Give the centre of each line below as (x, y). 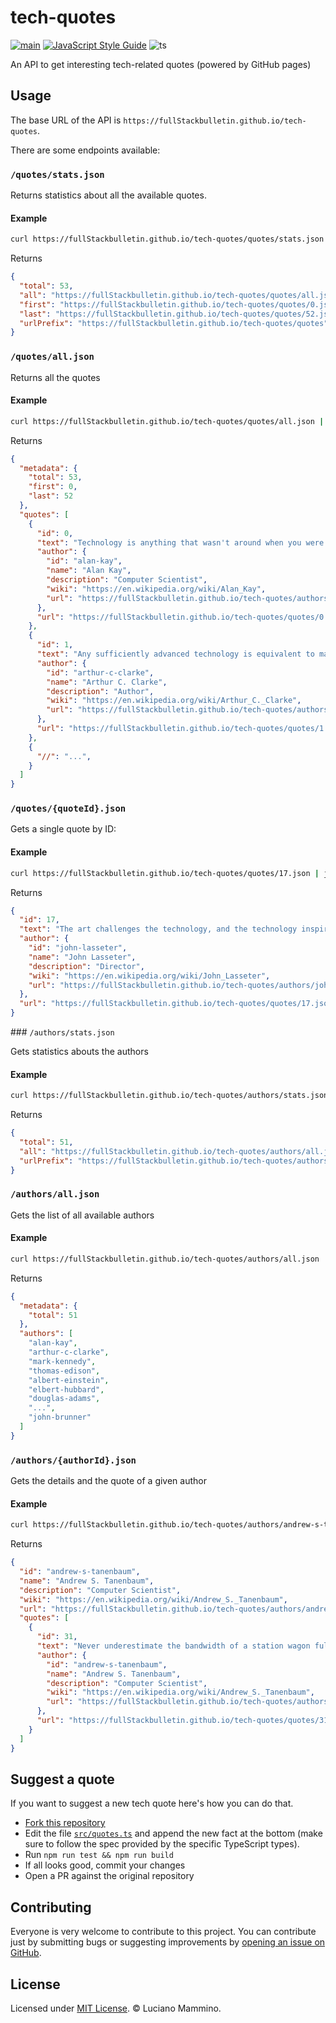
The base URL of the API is (66, 120)
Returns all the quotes (55, 377)
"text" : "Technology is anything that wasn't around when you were (180, 542)
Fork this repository (65, 1823)
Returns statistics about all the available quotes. (108, 195)
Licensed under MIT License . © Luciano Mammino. (116, 2008)
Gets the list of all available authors (82, 1215)
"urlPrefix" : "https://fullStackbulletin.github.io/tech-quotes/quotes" (174, 323)
